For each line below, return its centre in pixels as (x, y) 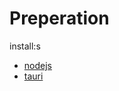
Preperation (59, 18)
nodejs (37, 65)
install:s (25, 46)
